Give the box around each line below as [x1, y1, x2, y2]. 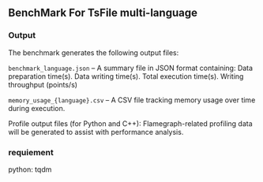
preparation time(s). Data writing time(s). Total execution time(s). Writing [8, 71, 244, 81]
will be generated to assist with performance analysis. [8, 127, 184, 136]
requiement [8, 147, 54, 158]
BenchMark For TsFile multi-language [8, 6, 197, 20]
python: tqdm [8, 165, 52, 174]
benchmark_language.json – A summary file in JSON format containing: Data [8, 63, 254, 72]
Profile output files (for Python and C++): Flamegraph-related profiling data [8, 118, 253, 128]
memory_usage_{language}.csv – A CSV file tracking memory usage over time [8, 95, 256, 105]
